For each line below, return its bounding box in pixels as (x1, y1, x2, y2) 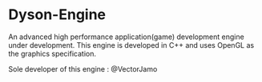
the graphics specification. (8, 49, 96, 58)
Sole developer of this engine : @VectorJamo (8, 64, 158, 73)
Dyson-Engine (8, 6, 107, 24)
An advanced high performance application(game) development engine (8, 32, 244, 41)
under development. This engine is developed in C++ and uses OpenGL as (8, 40, 255, 49)
